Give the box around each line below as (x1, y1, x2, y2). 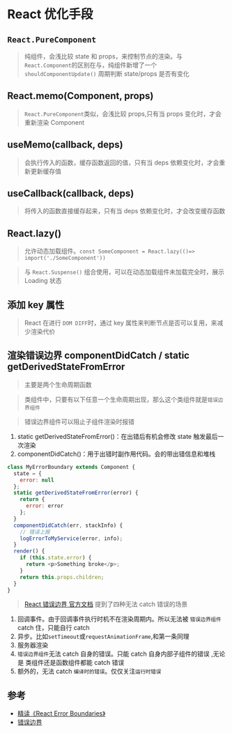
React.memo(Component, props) (7, 90, 154, 102)
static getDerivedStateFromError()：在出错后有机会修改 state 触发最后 (17, 432, 218, 440)
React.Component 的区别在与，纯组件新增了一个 (24, 61, 157, 69)
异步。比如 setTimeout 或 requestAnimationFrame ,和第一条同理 (17, 632, 190, 641)
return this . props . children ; (20, 573, 105, 580)
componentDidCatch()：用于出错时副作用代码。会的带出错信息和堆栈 (17, 449, 216, 458)
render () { (13, 548, 45, 555)
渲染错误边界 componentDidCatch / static (7, 350, 190, 362)
